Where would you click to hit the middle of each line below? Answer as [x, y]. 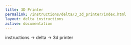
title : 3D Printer [24, 10]
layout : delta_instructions [34, 19]
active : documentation [29, 23]
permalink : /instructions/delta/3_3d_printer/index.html [66, 14]
